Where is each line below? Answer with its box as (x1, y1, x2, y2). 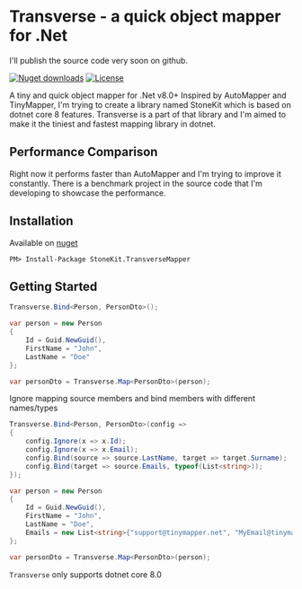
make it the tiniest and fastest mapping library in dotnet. (9, 119, 216, 129)
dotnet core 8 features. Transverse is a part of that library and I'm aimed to (9, 109, 286, 119)
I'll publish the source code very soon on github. (9, 55, 189, 66)
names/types (9, 402, 58, 414)
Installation (9, 214, 74, 229)
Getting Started (9, 278, 98, 294)
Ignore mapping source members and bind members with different (9, 393, 256, 404)
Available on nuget (9, 237, 78, 248)
